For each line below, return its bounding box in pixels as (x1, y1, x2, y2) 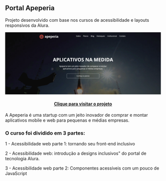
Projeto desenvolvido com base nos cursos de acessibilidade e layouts (5, 17, 149, 23)
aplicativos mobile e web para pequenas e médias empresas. (5, 117, 129, 123)
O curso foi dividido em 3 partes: (5, 130, 85, 136)
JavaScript (5, 171, 27, 177)
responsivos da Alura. (5, 22, 49, 28)
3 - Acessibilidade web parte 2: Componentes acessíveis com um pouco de (5, 165, 160, 171)
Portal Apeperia (5, 4, 55, 12)
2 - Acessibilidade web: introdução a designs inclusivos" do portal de (5, 150, 147, 156)
